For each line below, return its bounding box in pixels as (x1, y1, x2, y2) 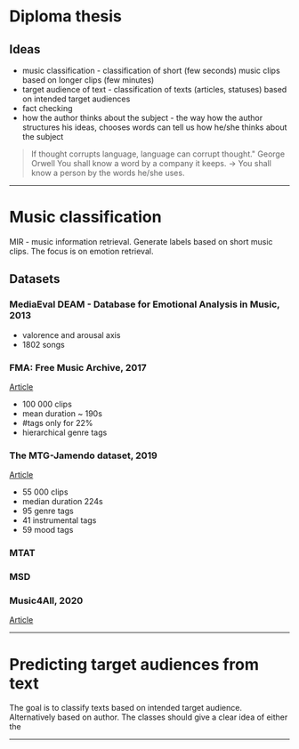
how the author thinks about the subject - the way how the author (21, 113, 263, 123)
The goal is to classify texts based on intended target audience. (9, 703, 243, 713)
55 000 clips (21, 487, 69, 497)
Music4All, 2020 (9, 594, 84, 607)
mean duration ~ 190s (21, 407, 102, 419)
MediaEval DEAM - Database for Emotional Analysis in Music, (9, 298, 280, 310)
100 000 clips (21, 399, 73, 409)
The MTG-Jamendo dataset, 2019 (9, 449, 158, 462)
